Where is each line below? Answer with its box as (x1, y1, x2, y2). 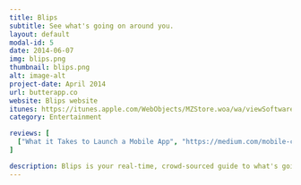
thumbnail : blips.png (9, 63, 90, 72)
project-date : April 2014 (9, 80, 106, 88)
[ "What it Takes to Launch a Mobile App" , (17, 138, 178, 147)
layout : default (9, 29, 70, 38)
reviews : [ (9, 129, 50, 139)
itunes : (9, 105, 39, 114)
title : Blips (9, 13, 58, 22)
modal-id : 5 (9, 38, 54, 47)
